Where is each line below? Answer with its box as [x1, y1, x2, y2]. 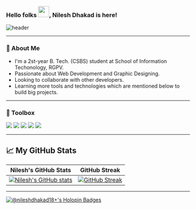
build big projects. [14, 88, 58, 96]
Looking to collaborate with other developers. [14, 76, 124, 83]
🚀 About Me [6, 44, 40, 53]
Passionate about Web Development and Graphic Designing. [14, 70, 160, 77]
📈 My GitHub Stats [6, 146, 77, 156]
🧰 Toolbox [6, 109, 35, 117]
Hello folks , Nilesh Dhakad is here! [6, 11, 118, 19]
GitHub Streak [80, 166, 121, 174]
